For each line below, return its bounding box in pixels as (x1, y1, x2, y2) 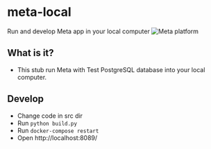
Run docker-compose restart (17, 126, 99, 134)
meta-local (7, 4, 71, 20)
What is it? (7, 47, 54, 59)
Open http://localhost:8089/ (17, 133, 98, 142)
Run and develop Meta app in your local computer (7, 27, 151, 35)
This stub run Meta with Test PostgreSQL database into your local (17, 65, 205, 73)
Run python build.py (17, 119, 78, 127)
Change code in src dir (17, 112, 83, 120)
